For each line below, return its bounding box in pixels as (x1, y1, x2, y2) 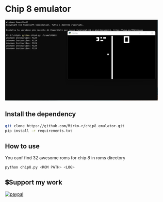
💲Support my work (5, 178, 63, 186)
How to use (5, 142, 40, 150)
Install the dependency (5, 110, 76, 118)
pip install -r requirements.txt (5, 129, 73, 134)
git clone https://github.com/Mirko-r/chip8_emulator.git (5, 123, 125, 128)
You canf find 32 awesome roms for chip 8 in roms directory (5, 155, 126, 161)
